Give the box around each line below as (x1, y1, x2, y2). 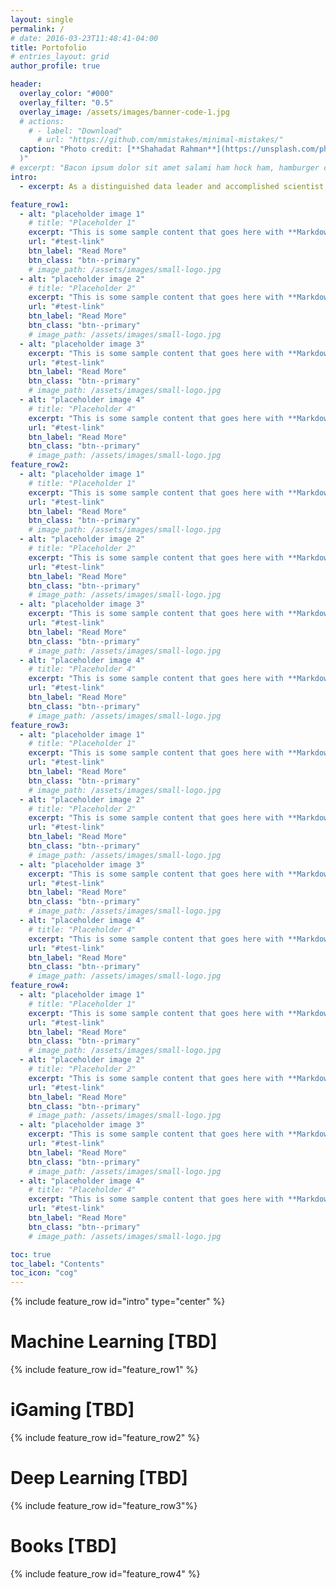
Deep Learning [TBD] (10, 1467, 188, 1490)
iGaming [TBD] (10, 1399, 135, 1421)
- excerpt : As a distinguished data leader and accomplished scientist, (19, 181, 329, 191)
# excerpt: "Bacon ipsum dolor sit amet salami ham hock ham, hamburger (10, 163, 320, 173)
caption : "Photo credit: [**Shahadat (19, 144, 177, 155)
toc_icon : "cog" (10, 1268, 78, 1278)
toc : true (10, 1249, 52, 1260)
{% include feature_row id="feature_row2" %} (10, 1432, 201, 1443)
